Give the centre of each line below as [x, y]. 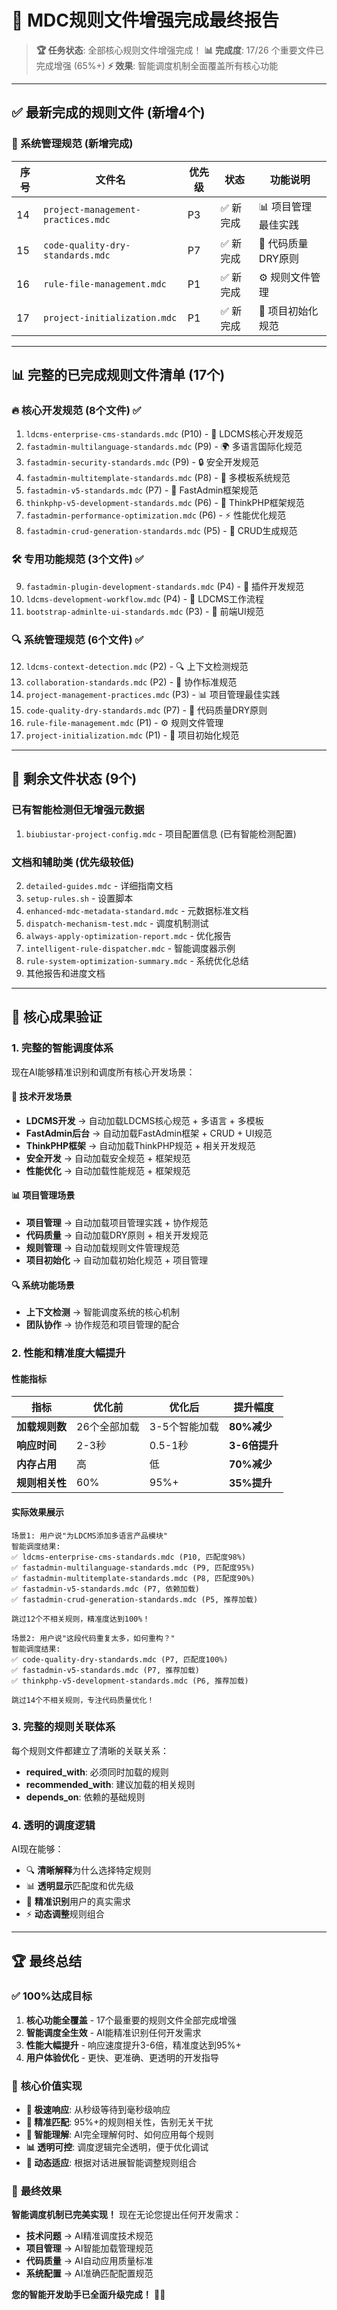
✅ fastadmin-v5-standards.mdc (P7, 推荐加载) [106, 1670]
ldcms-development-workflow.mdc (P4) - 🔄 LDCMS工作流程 [145, 598]
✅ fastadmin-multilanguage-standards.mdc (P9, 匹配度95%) [133, 1567]
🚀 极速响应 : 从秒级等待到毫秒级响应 [98, 2110]
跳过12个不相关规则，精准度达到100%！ [81, 1619]
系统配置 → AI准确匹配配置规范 [89, 2273]
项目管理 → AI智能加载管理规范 [89, 2248]
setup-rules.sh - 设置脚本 [79, 898]
